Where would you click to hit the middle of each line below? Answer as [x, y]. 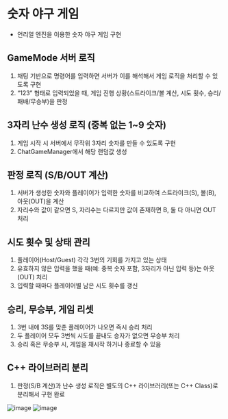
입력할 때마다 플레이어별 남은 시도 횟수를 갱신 [77, 285]
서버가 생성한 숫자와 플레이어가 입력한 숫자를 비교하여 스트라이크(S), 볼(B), [117, 193]
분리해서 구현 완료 [41, 394]
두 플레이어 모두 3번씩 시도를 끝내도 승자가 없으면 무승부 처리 [98, 335]
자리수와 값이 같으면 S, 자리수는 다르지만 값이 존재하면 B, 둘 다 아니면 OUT [117, 210]
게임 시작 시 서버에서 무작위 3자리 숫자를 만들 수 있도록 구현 [96, 143]
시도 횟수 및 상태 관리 [49, 242]
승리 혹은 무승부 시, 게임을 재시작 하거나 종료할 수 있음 [89, 344]
